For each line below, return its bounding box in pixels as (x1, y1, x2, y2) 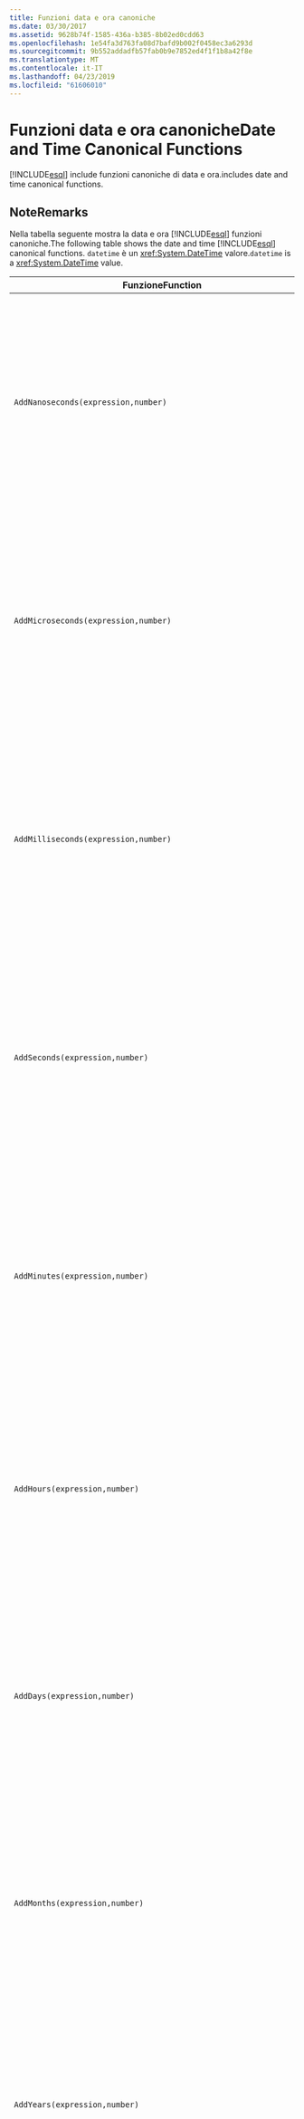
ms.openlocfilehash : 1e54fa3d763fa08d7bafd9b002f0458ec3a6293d (9, 38, 253, 48)
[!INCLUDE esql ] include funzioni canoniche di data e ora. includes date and (9, 168, 289, 179)
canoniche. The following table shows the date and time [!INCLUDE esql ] (9, 238, 276, 249)
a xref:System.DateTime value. (9, 257, 124, 268)
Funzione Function (122, 279, 202, 292)
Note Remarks (9, 205, 89, 220)
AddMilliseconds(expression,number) (14, 834, 172, 845)
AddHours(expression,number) (14, 1484, 139, 1494)
